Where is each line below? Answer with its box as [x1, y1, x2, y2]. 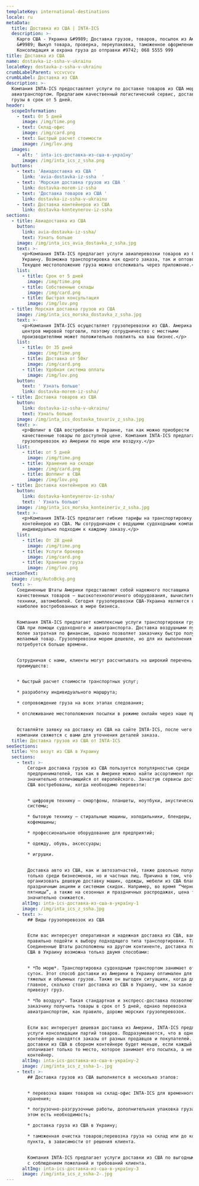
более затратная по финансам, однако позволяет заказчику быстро [17, 630, 182, 636]
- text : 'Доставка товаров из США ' [17, 190, 108, 196]
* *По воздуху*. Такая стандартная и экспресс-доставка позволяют [27, 998, 195, 1004]
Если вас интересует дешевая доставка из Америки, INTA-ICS [27, 1024, 179, 1031]
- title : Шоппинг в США [21, 472, 81, 477]
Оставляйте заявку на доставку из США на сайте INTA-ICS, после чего [17, 726, 192, 732]
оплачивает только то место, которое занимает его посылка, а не [27, 1047, 192, 1053]
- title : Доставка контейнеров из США [11, 482, 108, 489]
